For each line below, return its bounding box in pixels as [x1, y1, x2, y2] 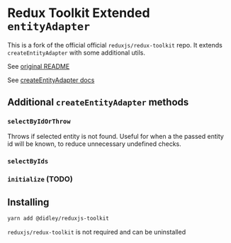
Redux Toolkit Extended [7, 5, 150, 21]
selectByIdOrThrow [7, 118, 71, 125]
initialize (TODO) [7, 174, 73, 184]
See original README [7, 62, 70, 70]
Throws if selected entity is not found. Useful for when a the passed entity [7, 132, 225, 140]
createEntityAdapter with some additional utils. [7, 48, 146, 57]
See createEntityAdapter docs [7, 76, 95, 84]
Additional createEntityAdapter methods [7, 96, 189, 108]
